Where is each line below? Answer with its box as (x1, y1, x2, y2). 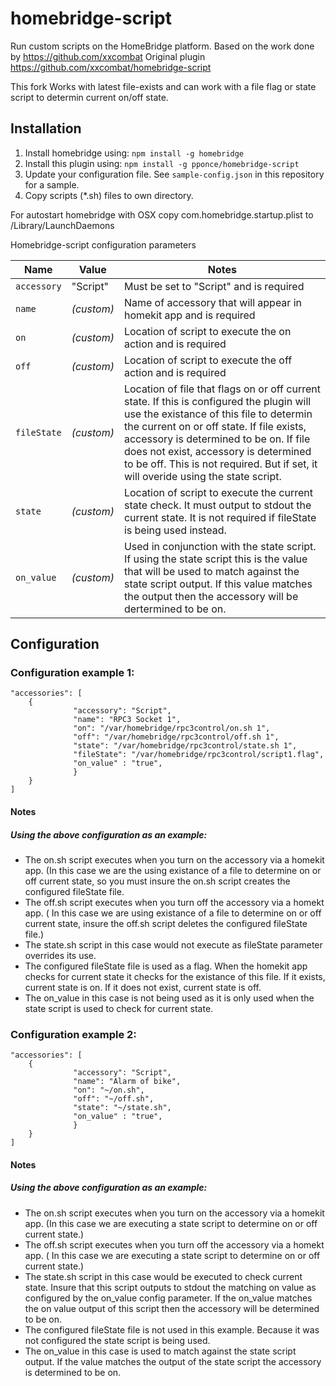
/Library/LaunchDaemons (10, 219, 115, 231)
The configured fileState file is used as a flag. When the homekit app (24, 960, 308, 972)
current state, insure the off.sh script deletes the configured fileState (24, 918, 308, 929)
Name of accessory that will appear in (123, 295, 302, 309)
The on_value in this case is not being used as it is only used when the (24, 992, 315, 1004)
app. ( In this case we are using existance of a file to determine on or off (24, 907, 322, 919)
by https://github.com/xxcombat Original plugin (10, 50, 206, 62)
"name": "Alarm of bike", (73, 1077, 182, 1087)
